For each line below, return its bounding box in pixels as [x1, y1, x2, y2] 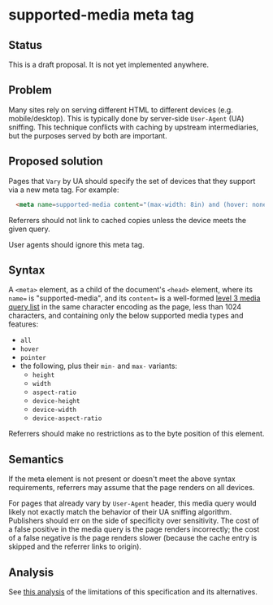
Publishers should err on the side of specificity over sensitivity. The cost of [8, 515, 260, 526]
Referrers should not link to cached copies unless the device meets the [8, 215, 246, 225]
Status [8, 38, 43, 52]
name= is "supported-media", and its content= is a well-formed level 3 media [8, 293, 261, 303]
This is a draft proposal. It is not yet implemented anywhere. [8, 59, 210, 69]
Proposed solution [8, 155, 103, 169]
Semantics [8, 452, 64, 466]
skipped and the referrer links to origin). [8, 541, 142, 551]
